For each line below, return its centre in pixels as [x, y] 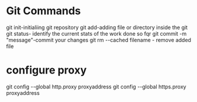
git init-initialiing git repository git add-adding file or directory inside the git [97, 27]
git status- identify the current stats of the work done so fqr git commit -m [96, 33]
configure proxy [46, 70]
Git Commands [43, 11]
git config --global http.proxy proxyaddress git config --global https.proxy [96, 87]
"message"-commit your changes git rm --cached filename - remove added [98, 40]
